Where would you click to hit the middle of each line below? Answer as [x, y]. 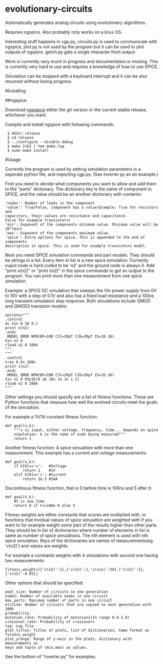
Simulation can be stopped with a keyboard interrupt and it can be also [76, 76]
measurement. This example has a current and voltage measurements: [76, 453]
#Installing [15, 91]
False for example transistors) [38, 220]
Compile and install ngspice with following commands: [60, 124]
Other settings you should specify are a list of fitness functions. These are [80, 397]
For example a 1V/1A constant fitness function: [51, 416]
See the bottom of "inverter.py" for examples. [51, 656]
